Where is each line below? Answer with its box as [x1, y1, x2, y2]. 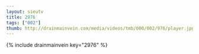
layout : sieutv [6, 8, 44, 15]
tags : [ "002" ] [6, 20, 41, 26]
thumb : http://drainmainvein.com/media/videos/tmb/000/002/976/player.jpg [6, 25, 195, 31]
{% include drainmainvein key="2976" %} [6, 42, 108, 49]
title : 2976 [6, 14, 36, 20]
